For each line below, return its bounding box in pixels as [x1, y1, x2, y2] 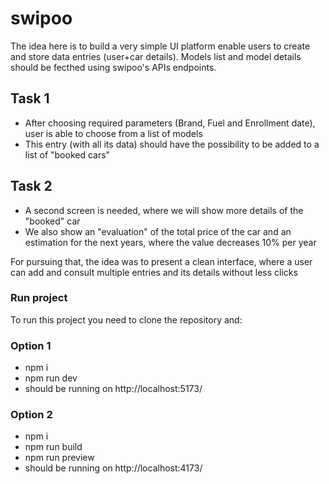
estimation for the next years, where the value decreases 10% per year [24, 236, 317, 248]
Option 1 [10, 338, 52, 352]
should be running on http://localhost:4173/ [24, 462, 203, 474]
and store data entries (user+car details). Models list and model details [10, 50, 302, 62]
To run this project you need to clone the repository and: [10, 313, 243, 326]
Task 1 [10, 90, 50, 107]
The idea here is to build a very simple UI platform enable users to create [10, 40, 311, 52]
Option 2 [10, 408, 53, 422]
